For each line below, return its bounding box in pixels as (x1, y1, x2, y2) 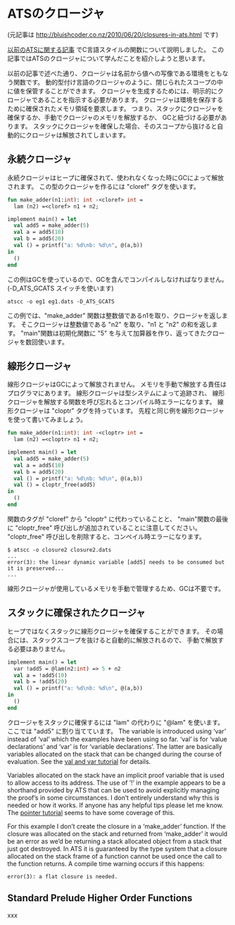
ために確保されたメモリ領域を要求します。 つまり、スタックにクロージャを (7, 104, 224, 113)
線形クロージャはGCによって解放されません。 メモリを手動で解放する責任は (7, 380, 227, 389)
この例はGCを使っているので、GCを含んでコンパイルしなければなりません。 (7, 275, 228, 283)
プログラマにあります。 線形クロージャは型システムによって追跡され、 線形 (7, 389, 225, 397)
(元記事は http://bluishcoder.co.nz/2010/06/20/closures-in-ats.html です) (7, 30, 219, 39)
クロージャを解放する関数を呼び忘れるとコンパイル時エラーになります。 (7, 398, 216, 406)
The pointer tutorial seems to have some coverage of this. (7, 808, 175, 817)
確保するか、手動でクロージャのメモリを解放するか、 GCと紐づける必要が (7, 113, 222, 121)
